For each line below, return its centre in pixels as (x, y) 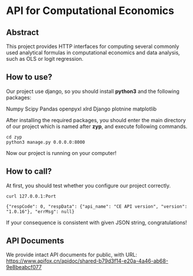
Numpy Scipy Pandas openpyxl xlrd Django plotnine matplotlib (82, 109)
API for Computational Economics (90, 11)
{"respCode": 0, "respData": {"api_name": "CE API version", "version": (97, 206)
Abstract (23, 32)
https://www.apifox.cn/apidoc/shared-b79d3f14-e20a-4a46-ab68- (87, 261)
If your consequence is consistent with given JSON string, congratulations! (97, 222)
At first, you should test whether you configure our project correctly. (89, 185)
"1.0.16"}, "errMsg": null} (40, 212)
